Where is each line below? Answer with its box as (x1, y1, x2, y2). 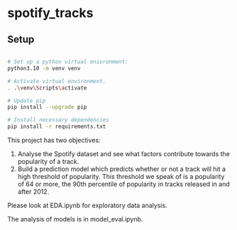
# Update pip (7, 97, 46, 104)
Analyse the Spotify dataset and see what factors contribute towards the (17, 150, 231, 158)
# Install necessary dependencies (7, 116, 110, 124)
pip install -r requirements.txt (7, 123, 106, 131)
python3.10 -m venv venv (7, 65, 81, 72)
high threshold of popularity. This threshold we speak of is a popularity (17, 172, 225, 180)
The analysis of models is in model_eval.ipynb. (7, 215, 143, 223)
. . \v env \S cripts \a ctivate (7, 84, 87, 92)
